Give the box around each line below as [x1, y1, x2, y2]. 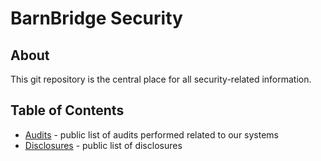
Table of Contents [10, 102, 125, 119]
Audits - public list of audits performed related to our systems [24, 128, 280, 141]
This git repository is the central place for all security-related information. [10, 73, 312, 85]
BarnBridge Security [10, 7, 183, 30]
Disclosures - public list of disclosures [24, 139, 183, 151]
